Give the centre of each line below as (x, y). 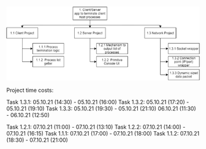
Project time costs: (30, 90)
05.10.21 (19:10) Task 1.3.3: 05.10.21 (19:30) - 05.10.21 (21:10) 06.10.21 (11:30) (101, 109)
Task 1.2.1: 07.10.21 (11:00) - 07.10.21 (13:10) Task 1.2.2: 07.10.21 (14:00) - (96, 127)
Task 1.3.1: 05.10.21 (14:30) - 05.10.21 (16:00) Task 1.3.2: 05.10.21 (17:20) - (98, 102)
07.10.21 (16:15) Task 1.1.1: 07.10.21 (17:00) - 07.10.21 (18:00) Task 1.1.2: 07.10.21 (103, 133)
